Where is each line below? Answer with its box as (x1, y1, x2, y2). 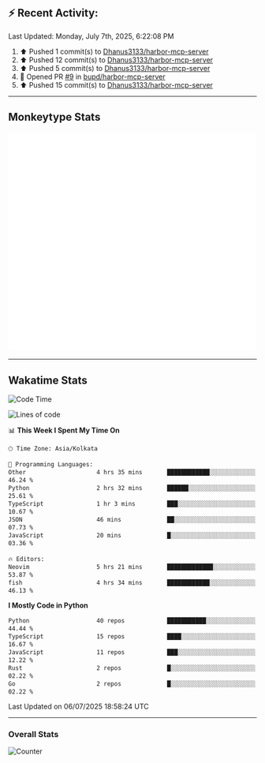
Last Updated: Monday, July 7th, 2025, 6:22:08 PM (8, 31, 174, 41)
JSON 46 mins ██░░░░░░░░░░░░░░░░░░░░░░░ (8, 515, 256, 523)
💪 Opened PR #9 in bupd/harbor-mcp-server (19, 72, 166, 81)
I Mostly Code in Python (8, 600, 88, 610)
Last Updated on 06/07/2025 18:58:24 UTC (8, 701, 150, 711)
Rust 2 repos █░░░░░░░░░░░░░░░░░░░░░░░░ (8, 664, 256, 672)
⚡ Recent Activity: (8, 6, 99, 20)
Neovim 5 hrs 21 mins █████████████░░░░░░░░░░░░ (8, 563, 256, 570)
